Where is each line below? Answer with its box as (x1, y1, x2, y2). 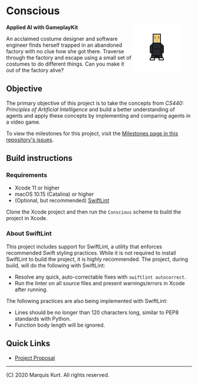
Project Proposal (14, 354, 55, 362)
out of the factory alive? (6, 66, 64, 73)
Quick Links (6, 338, 51, 348)
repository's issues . (6, 136, 54, 143)
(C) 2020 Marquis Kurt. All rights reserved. (6, 371, 110, 378)
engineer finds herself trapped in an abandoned (6, 41, 123, 49)
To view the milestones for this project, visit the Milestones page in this (6, 130, 179, 137)
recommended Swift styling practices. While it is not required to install (6, 249, 176, 256)
